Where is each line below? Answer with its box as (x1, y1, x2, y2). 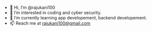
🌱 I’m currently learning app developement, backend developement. (9, 15, 147, 20)
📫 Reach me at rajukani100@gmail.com (9, 20, 91, 26)
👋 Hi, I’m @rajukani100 (9, 5, 55, 10)
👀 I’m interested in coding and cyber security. (9, 10, 101, 15)
